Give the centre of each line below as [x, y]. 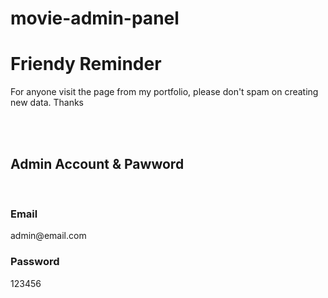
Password [35, 262]
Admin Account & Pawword [97, 163]
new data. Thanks [47, 103]
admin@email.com [48, 236]
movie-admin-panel [95, 18]
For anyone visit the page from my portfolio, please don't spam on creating [164, 92]
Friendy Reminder [86, 64]
